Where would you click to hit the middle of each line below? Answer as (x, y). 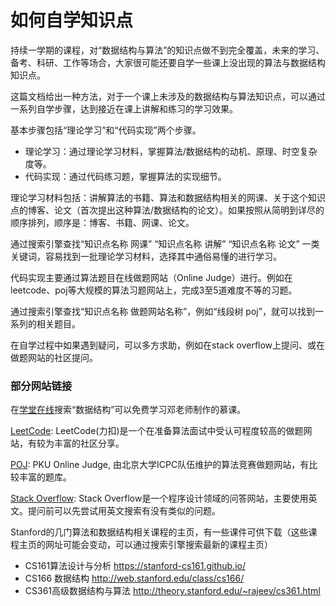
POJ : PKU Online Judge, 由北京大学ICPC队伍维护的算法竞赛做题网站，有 (160, 465)
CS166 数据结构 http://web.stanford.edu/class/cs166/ (134, 578)
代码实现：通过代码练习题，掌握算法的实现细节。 (125, 176)
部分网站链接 (41, 386)
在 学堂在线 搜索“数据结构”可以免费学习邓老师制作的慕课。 (128, 410)
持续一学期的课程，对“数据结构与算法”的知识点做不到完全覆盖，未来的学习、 (167, 50)
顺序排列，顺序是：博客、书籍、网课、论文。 (102, 222)
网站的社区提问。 (62, 357)
